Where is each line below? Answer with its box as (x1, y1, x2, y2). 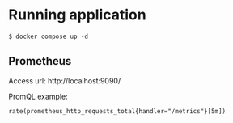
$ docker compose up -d (8, 32, 89, 40)
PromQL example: (8, 91, 68, 101)
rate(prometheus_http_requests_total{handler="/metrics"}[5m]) (8, 107, 227, 115)
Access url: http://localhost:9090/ (8, 75, 121, 86)
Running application (8, 6, 147, 24)
